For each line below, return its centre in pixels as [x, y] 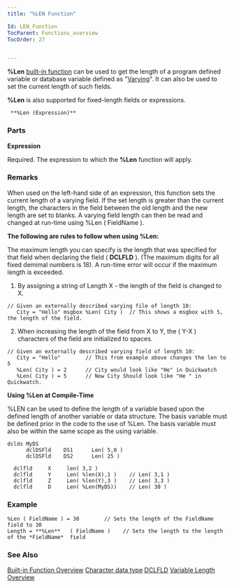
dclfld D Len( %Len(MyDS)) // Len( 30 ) [90, 487]
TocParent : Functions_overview [53, 33]
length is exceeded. [36, 272]
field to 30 [24, 525]
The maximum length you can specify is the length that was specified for [112, 249]
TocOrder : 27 [26, 39]
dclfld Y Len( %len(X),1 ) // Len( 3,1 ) [92, 474]
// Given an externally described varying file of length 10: [100, 306]
